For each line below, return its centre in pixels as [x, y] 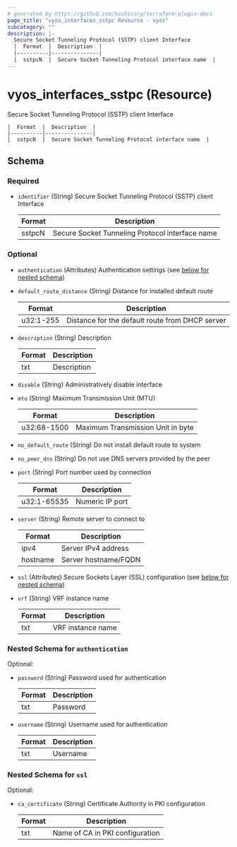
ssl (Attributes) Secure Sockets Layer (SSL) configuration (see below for [123, 577]
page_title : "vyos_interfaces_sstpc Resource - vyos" [88, 20]
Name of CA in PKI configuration [106, 833]
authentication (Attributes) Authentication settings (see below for [113, 269]
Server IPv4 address [95, 548]
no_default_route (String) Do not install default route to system [109, 444]
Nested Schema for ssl [48, 774]
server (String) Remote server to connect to [81, 518]
